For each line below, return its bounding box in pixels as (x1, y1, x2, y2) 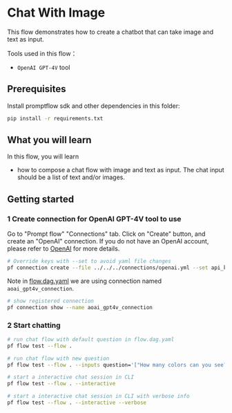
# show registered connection (7, 297, 95, 304)
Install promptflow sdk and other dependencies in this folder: (7, 102, 181, 110)
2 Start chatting (7, 320, 61, 330)
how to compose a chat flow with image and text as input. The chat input (17, 166, 224, 174)
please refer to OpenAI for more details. (7, 244, 120, 253)
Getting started (7, 193, 75, 205)
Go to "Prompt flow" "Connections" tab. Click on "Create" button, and (7, 230, 206, 238)
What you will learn (7, 134, 92, 146)
